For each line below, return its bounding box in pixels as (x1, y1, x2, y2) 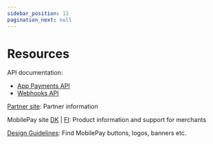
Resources (7, 46, 70, 62)
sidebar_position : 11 (7, 10, 69, 17)
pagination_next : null (7, 16, 72, 23)
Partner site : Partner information (7, 102, 98, 110)
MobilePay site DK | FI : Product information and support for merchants (7, 116, 207, 124)
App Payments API (16, 82, 70, 90)
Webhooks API (16, 89, 60, 97)
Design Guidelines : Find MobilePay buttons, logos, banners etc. (7, 129, 187, 137)
